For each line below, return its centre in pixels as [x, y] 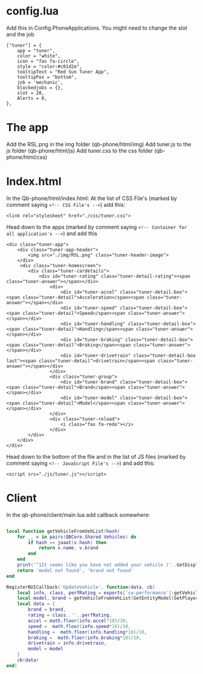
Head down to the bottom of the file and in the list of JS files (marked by [96, 456]
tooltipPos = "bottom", [47, 77]
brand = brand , [47, 610]
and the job [20, 34]
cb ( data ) [28, 660]
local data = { [36, 604]
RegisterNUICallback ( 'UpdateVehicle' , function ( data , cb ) [81, 587]
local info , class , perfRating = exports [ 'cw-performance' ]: [96, 593]
